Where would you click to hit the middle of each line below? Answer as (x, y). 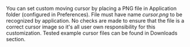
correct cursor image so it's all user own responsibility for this (81, 27)
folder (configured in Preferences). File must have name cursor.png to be (94, 15)
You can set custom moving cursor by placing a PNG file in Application (91, 8)
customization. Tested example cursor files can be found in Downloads (92, 33)
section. (16, 39)
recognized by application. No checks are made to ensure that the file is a (95, 21)
